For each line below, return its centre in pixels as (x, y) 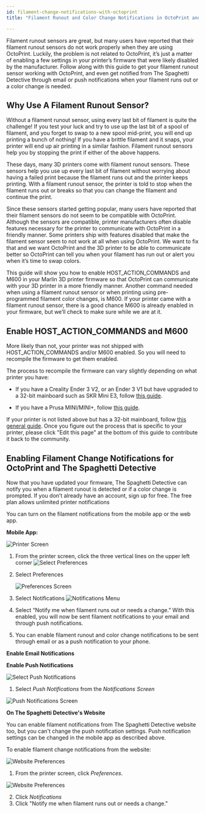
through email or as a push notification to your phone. (83, 641)
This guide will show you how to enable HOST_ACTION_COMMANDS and (98, 273)
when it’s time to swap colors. (44, 261)
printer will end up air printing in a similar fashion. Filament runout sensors (99, 146)
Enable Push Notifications (40, 665)
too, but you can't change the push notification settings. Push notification (99, 731)
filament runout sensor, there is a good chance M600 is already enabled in (100, 305)
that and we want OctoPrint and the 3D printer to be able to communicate (99, 248)
